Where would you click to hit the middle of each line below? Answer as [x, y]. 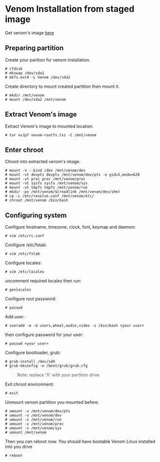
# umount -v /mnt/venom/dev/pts [38, 411]
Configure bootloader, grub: [33, 353]
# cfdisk [14, 69]
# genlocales [18, 290]
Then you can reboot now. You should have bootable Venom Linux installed [80, 442]
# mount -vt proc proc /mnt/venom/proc [45, 179]
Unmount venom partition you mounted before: [52, 402]
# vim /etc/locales [25, 272]
